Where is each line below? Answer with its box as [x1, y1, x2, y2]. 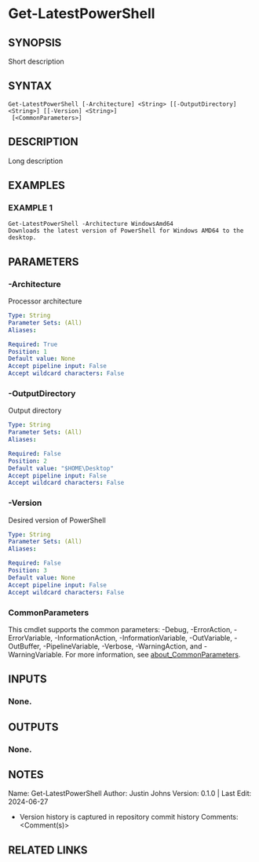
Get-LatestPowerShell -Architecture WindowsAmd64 [8, 220, 174, 228]
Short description [8, 56, 64, 66]
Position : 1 [8, 347, 47, 355]
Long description [8, 156, 64, 165]
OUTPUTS [8, 720, 59, 733]
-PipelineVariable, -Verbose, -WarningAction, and [42, 641, 202, 651]
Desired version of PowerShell [8, 515, 106, 525]
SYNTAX [8, 79, 53, 93]
